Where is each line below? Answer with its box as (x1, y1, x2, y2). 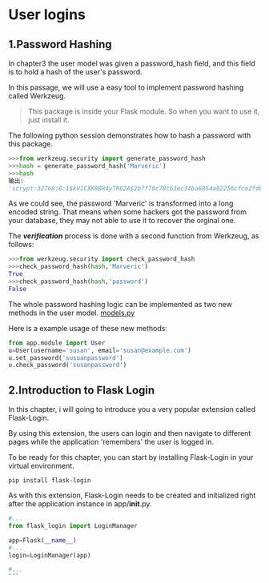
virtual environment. (8, 461, 74, 471)
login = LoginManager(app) (8, 551, 91, 559)
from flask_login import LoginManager (8, 521, 138, 529)
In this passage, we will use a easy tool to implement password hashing (8, 82, 244, 92)
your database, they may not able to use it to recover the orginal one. (8, 216, 236, 226)
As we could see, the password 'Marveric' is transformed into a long (8, 198, 234, 209)
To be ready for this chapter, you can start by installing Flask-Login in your (8, 453, 254, 462)
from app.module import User (8, 338, 106, 347)
